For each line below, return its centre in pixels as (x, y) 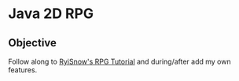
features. (23, 70)
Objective (33, 43)
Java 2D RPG (51, 14)
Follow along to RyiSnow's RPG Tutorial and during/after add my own (119, 61)
